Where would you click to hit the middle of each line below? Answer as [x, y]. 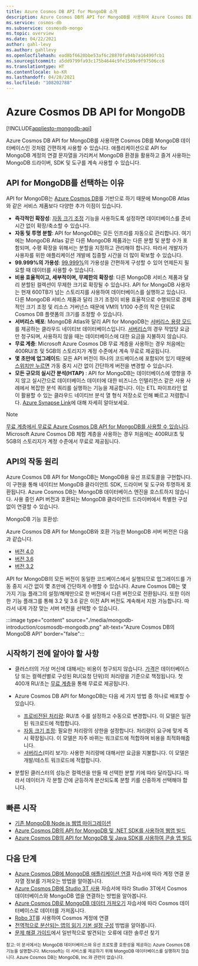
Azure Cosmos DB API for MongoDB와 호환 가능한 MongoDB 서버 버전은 [92, 531]
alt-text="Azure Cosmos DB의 [139, 627]
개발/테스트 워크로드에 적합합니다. [62, 760]
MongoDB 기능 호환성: [32, 519]
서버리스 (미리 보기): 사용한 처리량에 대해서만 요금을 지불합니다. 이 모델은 [106, 753]
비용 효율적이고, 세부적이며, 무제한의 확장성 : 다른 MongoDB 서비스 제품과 [98, 277]
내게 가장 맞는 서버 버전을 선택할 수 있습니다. [68, 608]
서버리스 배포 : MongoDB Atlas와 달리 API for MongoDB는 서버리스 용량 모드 [103, 321]
